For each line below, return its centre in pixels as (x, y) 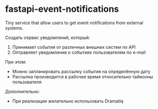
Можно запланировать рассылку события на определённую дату (81, 71)
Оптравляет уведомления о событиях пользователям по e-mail (79, 52)
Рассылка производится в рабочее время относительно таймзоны (83, 76)
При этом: (16, 62)
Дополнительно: (23, 91)
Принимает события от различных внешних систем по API (74, 47)
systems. (14, 28)
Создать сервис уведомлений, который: (47, 37)
